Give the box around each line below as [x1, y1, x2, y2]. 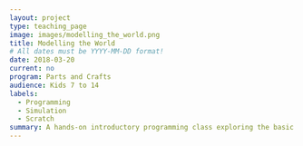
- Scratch [17, 114, 54, 123]
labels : [9, 89, 39, 98]
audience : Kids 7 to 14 [9, 81, 100, 90]
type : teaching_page [9, 22, 88, 31]
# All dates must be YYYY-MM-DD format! [9, 47, 165, 56]
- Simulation [17, 106, 67, 115]
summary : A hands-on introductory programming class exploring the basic [9, 123, 295, 132]
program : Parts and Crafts [9, 73, 112, 82]
